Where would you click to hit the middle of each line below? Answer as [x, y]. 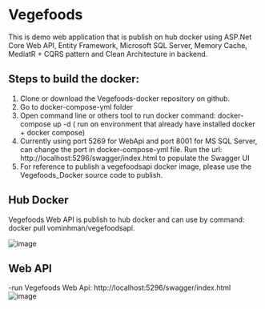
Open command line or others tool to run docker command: [118, 115]
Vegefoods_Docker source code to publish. [91, 175]
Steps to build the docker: [74, 79]
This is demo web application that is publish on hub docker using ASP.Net [130, 37]
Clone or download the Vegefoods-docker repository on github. [125, 98]
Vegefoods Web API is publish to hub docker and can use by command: [126, 219]
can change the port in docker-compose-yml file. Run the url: [121, 149]
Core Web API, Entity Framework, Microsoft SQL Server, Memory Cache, [128, 45]
